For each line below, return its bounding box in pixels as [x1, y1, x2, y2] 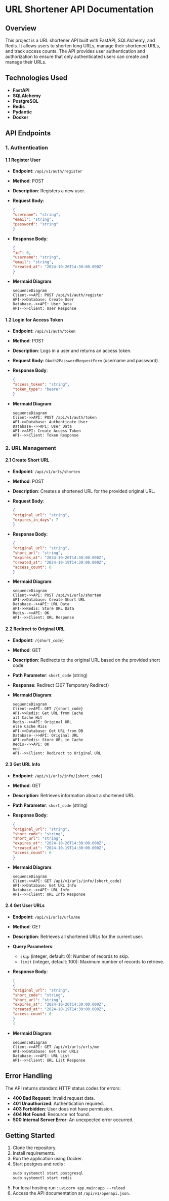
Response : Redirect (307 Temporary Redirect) [12, 682, 109, 688]
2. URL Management [5, 444, 57, 451]
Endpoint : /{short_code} [12, 637, 64, 643]
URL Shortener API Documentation [5, 4, 154, 15]
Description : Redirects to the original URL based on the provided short [12, 657, 160, 663]
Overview [5, 24, 37, 33]
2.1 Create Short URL [5, 457, 50, 463]
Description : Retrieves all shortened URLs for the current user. [12, 933, 143, 940]
